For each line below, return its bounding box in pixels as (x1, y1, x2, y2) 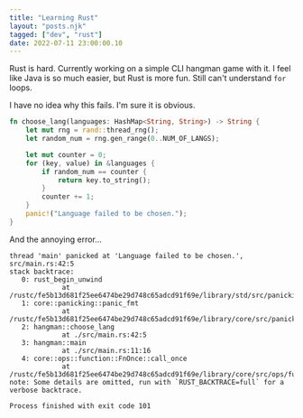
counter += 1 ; (41, 192, 95, 201)
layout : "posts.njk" (9, 22, 87, 31)
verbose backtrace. (9, 385, 83, 395)
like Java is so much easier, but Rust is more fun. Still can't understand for (9, 73, 287, 84)
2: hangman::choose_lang (21, 322, 115, 331)
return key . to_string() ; (57, 175, 151, 185)
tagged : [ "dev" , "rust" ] (9, 30, 103, 39)
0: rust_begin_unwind (21, 274, 103, 284)
